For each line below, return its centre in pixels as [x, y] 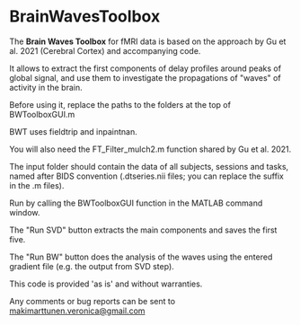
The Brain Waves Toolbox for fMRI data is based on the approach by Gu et [148, 41]
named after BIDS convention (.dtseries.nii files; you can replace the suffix [147, 176]
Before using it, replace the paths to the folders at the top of [120, 104]
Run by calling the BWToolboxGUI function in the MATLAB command [136, 203]
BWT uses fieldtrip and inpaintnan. [73, 131]
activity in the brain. [46, 87]
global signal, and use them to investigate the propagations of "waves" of [145, 77]
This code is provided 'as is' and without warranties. [106, 284]
